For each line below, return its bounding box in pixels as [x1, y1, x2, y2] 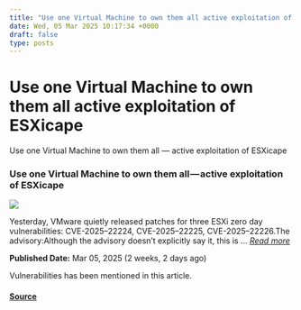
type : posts [9, 38, 54, 48]
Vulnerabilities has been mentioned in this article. [9, 270, 192, 281]
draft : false [9, 30, 59, 39]
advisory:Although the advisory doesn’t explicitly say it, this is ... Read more [9, 235, 291, 246]
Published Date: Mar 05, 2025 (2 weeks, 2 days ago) [9, 253, 207, 264]
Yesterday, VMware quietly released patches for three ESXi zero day [9, 216, 263, 227]
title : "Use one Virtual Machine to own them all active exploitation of [9, 13, 293, 23]
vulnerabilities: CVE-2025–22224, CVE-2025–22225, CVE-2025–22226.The [9, 226, 290, 237]
